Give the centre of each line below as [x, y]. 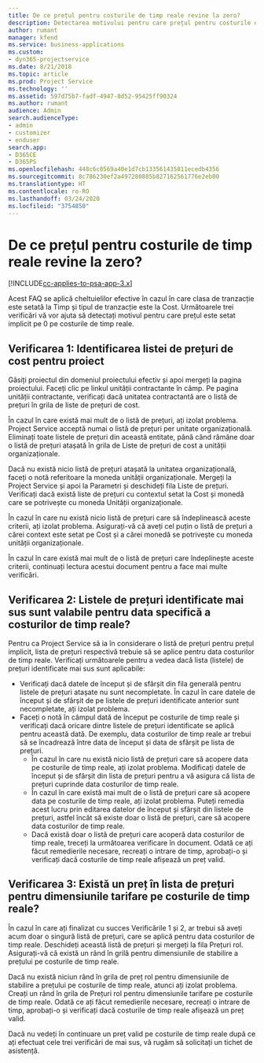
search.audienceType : [44, 118]
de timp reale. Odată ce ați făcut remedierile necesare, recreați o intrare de [129, 1002]
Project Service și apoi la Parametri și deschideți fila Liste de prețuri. [119, 486]
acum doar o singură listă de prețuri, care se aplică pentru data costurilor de [132, 936]
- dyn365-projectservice [49, 60]
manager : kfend [33, 37]
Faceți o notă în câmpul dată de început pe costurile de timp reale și [129, 717]
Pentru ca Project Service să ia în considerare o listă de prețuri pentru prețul [131, 643]
